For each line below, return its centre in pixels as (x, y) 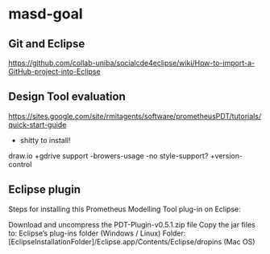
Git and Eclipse (47, 44)
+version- (226, 156)
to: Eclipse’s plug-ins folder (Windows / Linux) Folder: (97, 233)
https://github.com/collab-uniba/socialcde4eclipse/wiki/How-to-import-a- (132, 63)
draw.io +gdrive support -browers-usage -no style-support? (108, 156)
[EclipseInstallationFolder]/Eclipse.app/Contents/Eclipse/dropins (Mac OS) (132, 241)
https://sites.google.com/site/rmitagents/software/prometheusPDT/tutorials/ (135, 116)
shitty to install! (45, 140)
